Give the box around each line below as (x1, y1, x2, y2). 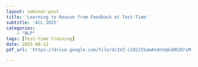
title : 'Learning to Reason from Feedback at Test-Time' (6, 14, 149, 20)
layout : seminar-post (6, 8, 60, 15)
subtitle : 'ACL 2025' (6, 19, 60, 25)
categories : (6, 25, 35, 31)
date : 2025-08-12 (6, 42, 49, 48)
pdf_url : (6, 47, 28, 53)
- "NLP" (16, 31, 35, 36)
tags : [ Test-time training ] (6, 36, 75, 42)
